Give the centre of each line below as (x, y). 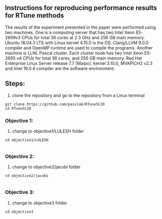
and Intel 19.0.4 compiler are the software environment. (60, 68)
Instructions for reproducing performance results (81, 8)
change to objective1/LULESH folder (48, 131)
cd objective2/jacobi (27, 176)
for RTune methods (35, 16)
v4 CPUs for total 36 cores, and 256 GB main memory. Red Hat (79, 58)
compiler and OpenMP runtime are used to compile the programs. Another (79, 47)
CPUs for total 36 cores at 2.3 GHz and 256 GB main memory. (83, 37)
